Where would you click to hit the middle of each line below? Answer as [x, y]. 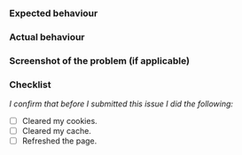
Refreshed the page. [59, 141]
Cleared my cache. [56, 131]
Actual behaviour [47, 36]
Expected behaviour [54, 13]
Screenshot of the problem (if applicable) [100, 60]
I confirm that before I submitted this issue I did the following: [121, 104]
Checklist [30, 84]
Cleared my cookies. [59, 121]
